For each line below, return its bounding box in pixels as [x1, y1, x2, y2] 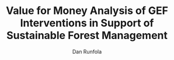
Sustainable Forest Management [6, 29, 168, 42]
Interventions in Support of [20, 16, 154, 30]
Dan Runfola [72, 48, 102, 55]
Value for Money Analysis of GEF [5, 4, 169, 17]
